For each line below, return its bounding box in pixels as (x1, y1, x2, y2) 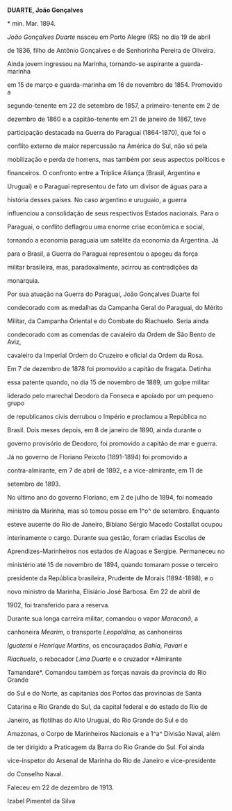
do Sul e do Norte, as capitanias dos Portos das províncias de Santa (7, 689, 202, 697)
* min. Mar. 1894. (7, 19, 56, 27)
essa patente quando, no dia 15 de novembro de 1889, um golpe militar (7, 378, 210, 386)
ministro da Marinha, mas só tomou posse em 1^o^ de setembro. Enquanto (7, 507, 220, 515)
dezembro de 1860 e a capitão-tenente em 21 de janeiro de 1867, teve (7, 115, 206, 123)
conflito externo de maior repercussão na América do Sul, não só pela (7, 142, 208, 150)
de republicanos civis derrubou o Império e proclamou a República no (7, 413, 207, 420)
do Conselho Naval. (7, 770, 64, 778)
